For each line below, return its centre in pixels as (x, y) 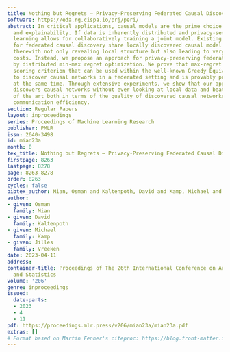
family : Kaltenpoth (41, 223)
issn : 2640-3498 (30, 134)
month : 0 (20, 147)
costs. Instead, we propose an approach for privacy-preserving (107, 58)
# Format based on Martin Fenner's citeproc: (73, 338)
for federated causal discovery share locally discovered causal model (118, 45)
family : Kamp (32, 236)
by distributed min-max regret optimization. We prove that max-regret (118, 64)
